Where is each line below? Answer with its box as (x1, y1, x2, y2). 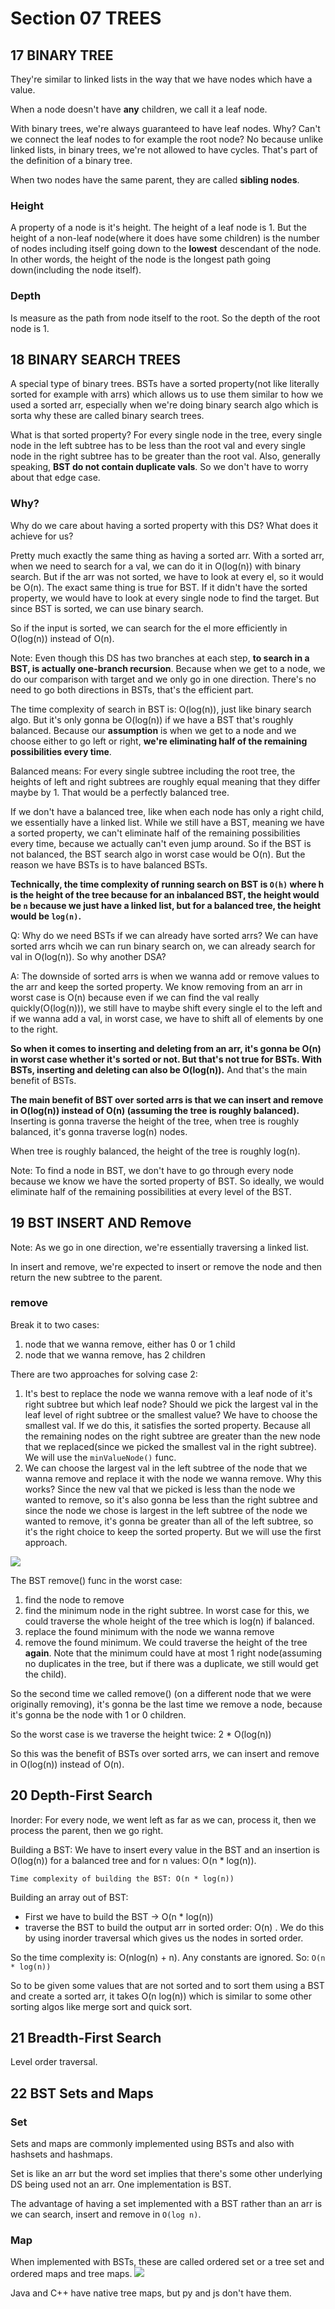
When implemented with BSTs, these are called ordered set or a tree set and (10, 2256, 325, 2268)
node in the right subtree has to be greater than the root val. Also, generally (10, 450, 321, 462)
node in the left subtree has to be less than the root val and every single (10, 440, 306, 452)
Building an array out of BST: (10, 1891, 129, 1903)
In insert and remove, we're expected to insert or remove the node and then (10, 1260, 323, 1272)
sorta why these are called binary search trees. (10, 410, 205, 422)
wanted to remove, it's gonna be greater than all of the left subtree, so (24, 1515, 314, 1527)
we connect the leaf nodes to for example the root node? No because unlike (10, 133, 324, 145)
